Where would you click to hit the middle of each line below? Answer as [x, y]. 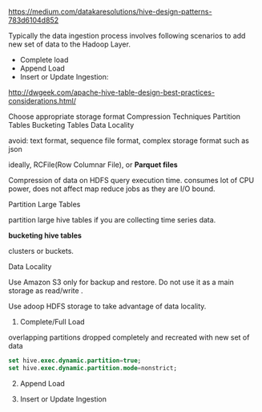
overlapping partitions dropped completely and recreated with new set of [129, 337]
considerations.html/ [42, 101]
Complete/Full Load [52, 322]
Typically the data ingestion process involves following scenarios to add [127, 36]
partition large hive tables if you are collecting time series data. [112, 220]
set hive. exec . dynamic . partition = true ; [75, 361]
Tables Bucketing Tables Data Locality [71, 125]
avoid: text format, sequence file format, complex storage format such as [129, 141]
